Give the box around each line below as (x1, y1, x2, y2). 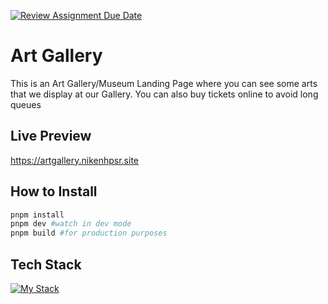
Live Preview (10, 128, 92, 145)
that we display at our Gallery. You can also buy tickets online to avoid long (10, 88, 319, 100)
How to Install (10, 183, 98, 200)
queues (10, 98, 42, 110)
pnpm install (10, 210, 65, 220)
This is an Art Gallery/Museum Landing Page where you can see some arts (10, 77, 318, 89)
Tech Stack (10, 256, 82, 273)
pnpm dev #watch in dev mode (10, 219, 132, 229)
